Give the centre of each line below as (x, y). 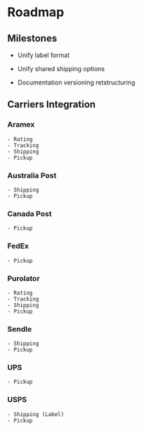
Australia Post (32, 175)
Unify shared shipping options (61, 69)
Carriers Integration (52, 105)
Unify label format (44, 55)
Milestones (32, 38)
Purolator (24, 278)
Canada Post (30, 213)
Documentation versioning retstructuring (76, 82)
